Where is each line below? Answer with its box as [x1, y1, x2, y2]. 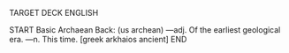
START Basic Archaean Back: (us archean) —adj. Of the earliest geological [9, 25, 281, 34]
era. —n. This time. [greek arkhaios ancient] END [9, 34, 187, 44]
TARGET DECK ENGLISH [9, 8, 99, 18]
